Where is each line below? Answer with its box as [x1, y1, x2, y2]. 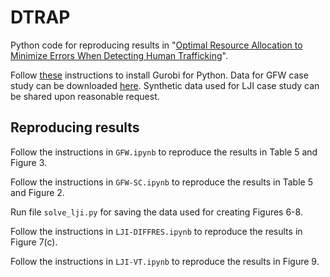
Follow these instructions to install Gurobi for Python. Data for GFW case [10, 69, 309, 81]
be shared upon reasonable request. [10, 90, 160, 102]
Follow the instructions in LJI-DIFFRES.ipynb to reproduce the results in [10, 225, 303, 237]
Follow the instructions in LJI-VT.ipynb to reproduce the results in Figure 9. [10, 255, 320, 267]
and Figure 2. [10, 186, 65, 198]
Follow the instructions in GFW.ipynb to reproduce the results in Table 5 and [10, 146, 318, 158]
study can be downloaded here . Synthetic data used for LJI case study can [10, 79, 320, 91]
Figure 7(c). [10, 236, 58, 248]
